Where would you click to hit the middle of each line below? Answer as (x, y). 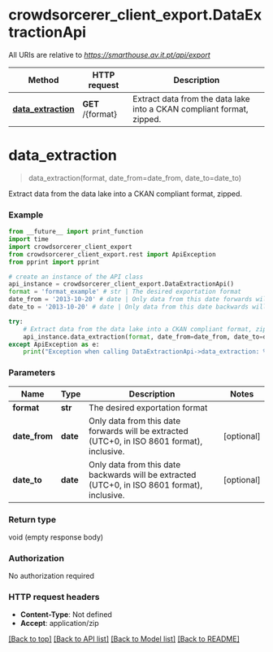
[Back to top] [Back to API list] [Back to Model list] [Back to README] (124, 639)
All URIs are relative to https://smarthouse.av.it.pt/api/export (110, 55)
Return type (32, 519)
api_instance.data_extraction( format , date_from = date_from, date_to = (143, 337)
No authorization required (52, 576)
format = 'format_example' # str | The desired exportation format (125, 292)
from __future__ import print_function (76, 232)
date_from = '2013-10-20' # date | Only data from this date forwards (130, 300)
